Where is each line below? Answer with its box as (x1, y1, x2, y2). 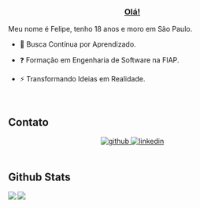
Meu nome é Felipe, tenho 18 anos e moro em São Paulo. (8, 25, 193, 34)
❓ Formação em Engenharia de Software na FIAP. (19, 55, 180, 65)
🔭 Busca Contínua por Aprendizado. (19, 40, 136, 49)
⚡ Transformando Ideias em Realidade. (19, 74, 146, 84)
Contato (8, 115, 49, 129)
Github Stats (8, 170, 71, 183)
